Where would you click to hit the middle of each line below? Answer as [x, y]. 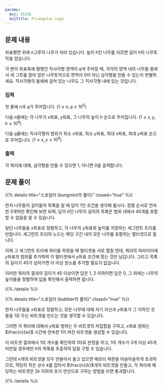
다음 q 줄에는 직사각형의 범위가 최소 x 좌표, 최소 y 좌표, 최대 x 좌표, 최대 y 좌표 [76, 133]
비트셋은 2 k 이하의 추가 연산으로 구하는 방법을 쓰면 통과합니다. [77, 371]
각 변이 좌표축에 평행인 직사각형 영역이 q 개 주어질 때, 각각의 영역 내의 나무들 [77, 69]
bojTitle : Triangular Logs [37, 19]
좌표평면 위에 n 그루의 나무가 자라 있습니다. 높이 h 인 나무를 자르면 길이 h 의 [75, 52]
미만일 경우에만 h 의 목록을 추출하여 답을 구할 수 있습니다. [59, 348]
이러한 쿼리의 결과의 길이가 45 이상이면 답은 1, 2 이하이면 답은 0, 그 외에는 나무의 [81, 273]
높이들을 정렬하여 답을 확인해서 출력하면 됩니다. [50, 279]
